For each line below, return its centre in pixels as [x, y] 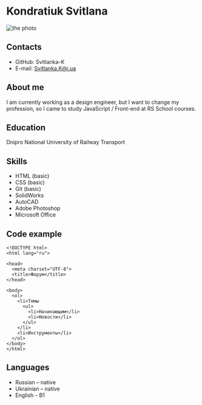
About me [25, 87]
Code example [34, 234]
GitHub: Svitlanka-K [40, 61]
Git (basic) [28, 189]
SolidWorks [29, 195]
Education [26, 127]
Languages [28, 368]
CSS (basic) [30, 182]
